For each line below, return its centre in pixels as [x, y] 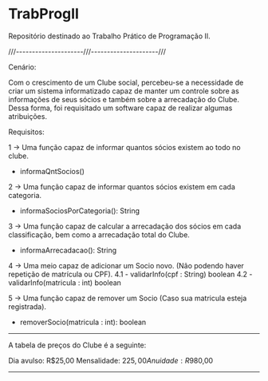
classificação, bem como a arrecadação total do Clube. [99, 234]
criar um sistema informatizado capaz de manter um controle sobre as [124, 91]
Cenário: [22, 67]
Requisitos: [27, 132]
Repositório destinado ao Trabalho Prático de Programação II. [110, 36]
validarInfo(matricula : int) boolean [65, 282]
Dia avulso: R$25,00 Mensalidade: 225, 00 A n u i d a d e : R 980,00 [111, 360]
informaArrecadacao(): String [68, 250]
